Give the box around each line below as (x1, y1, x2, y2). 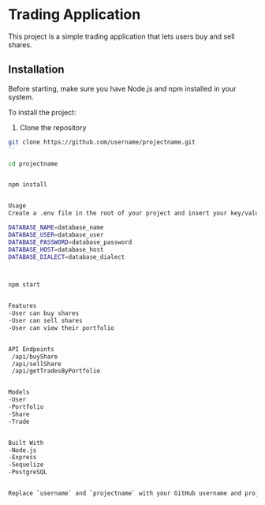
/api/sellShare (11, 360, 62, 368)
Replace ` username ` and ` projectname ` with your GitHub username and (8, 489, 242, 497)
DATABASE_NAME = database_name (8, 223, 104, 231)
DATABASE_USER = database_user (8, 230, 104, 238)
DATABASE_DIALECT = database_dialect (8, 252, 125, 261)
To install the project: (8, 107, 77, 117)
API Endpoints (8, 345, 55, 353)
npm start (8, 281, 41, 289)
